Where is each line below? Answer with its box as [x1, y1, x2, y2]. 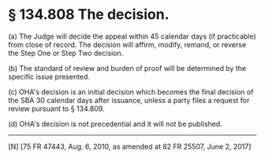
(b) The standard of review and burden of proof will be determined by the [8, 63, 247, 72]
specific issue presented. [8, 72, 91, 81]
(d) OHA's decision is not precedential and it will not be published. [8, 119, 222, 128]
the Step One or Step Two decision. [8, 48, 124, 57]
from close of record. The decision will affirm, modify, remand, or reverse [8, 39, 247, 49]
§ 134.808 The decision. [8, 6, 170, 24]
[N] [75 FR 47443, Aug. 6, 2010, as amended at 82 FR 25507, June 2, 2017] [8, 142, 252, 151]
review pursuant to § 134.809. [8, 104, 105, 113]
